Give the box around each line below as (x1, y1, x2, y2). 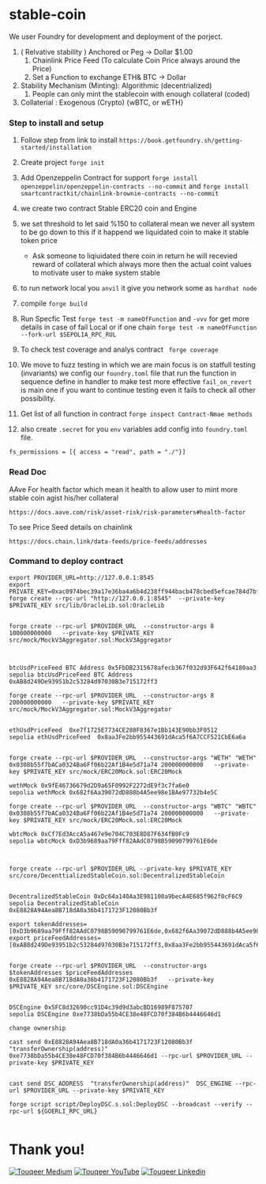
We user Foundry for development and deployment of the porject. (9, 32, 223, 41)
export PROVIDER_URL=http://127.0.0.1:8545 (9, 573, 155, 581)
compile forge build (20, 299, 88, 308)
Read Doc (9, 466, 47, 478)
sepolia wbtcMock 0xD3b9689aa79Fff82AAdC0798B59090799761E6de (9, 837, 218, 845)
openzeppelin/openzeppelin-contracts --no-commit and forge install (20, 181, 249, 191)
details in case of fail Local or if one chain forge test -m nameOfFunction (20, 322, 257, 332)
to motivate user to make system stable (32, 268, 161, 278)
